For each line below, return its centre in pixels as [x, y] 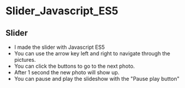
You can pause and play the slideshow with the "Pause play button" [97, 79]
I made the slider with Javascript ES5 [59, 47]
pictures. [25, 60]
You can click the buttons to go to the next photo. [74, 66]
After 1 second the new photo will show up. [67, 72]
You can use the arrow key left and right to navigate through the [92, 54]
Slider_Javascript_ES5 [62, 11]
